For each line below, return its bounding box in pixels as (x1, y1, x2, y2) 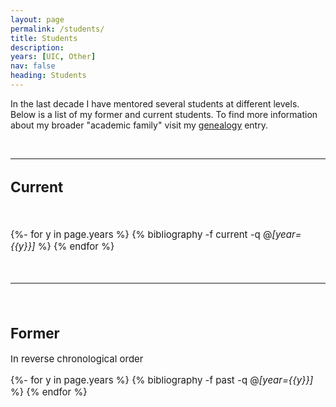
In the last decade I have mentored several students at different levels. (10, 97, 300, 110)
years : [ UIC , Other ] (10, 52, 97, 62)
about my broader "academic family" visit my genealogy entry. (10, 119, 268, 131)
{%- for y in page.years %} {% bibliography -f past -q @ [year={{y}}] (10, 374, 314, 387)
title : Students (10, 33, 78, 43)
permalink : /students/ (10, 24, 105, 34)
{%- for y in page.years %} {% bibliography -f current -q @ (10, 228, 273, 241)
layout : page (10, 14, 65, 25)
